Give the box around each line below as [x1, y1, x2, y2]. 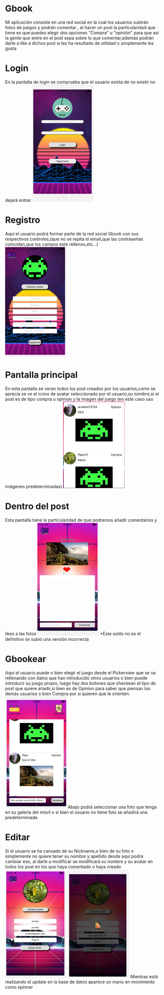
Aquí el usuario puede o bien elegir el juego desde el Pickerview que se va [5, 669, 156, 675]
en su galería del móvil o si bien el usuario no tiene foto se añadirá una [5, 809, 148, 815]
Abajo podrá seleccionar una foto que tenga [67, 804, 157, 810]
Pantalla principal [5, 369, 78, 381]
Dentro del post [5, 501, 70, 512]
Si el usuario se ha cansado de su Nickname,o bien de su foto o [5, 848, 134, 854]
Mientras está [130, 973, 158, 979]
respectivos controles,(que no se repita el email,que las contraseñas [5, 236, 143, 242]
